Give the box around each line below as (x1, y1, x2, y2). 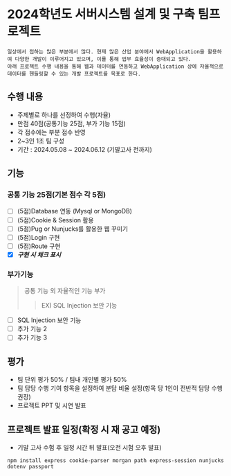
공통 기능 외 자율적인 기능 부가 (24, 287, 106, 295)
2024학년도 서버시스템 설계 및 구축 (7, 6, 196, 22)
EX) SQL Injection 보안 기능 (41, 301, 118, 310)
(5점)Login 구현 (17, 233, 60, 241)
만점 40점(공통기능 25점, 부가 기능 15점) (17, 119, 126, 127)
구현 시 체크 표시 (17, 250, 61, 258)
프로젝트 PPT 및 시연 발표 (17, 401, 86, 409)
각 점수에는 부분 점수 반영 (17, 127, 86, 136)
